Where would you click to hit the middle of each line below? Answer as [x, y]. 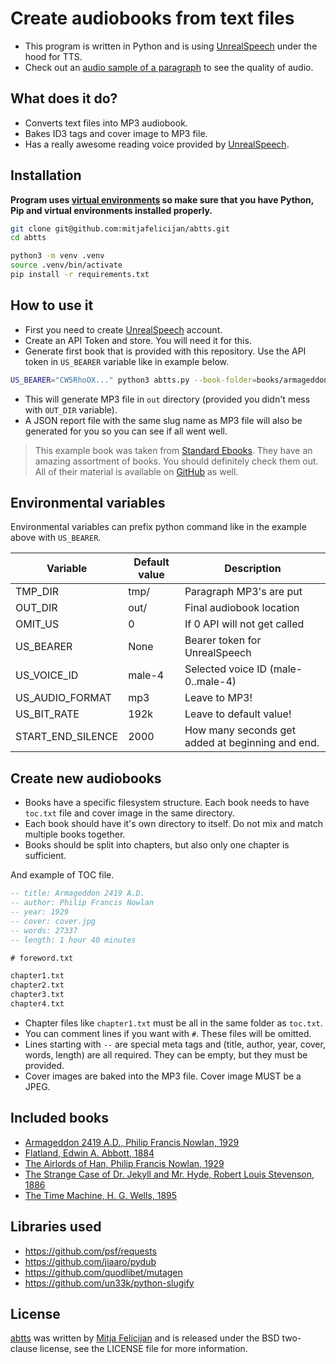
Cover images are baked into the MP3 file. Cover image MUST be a [163, 1076]
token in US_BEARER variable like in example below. [126, 361]
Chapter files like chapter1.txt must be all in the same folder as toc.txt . [173, 1023]
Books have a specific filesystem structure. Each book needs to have [167, 803]
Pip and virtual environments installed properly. [111, 210]
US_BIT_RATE [47, 714]
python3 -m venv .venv [57, 256]
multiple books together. [75, 834]
